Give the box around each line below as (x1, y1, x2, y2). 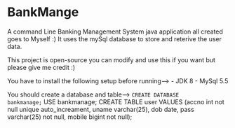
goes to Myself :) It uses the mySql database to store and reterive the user (7, 34, 222, 43)
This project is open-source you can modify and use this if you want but (7, 55, 216, 64)
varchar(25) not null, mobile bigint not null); (7, 113, 133, 121)
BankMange (7, 4, 79, 20)
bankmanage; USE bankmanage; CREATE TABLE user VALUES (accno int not (7, 97, 224, 106)
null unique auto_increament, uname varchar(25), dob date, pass (7, 105, 194, 113)
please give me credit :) (7, 63, 76, 71)
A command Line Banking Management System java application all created (7, 27, 223, 36)
